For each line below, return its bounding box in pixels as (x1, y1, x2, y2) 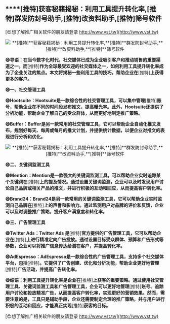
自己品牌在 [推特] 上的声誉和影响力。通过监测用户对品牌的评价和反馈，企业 (9, 202, 164, 208)
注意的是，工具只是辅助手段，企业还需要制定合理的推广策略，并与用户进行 (9, 296, 165, 302)
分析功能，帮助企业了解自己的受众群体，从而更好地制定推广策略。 (5, 110, 143, 116)
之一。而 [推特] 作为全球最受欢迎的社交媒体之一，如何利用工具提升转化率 (9, 63, 159, 69)
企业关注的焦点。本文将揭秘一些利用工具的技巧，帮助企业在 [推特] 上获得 (14, 69, 164, 75)
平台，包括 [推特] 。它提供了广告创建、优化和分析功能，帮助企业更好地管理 (5, 260, 159, 266)
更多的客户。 (5, 76, 32, 82)
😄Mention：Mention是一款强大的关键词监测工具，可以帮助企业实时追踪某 (5, 172, 161, 178)
